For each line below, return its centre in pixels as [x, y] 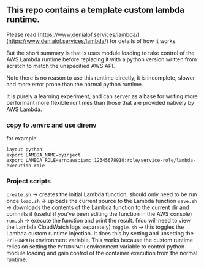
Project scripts [28, 182]
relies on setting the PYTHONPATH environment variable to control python [96, 247]
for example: [22, 139]
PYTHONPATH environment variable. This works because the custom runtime [100, 240]
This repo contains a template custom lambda [96, 10]
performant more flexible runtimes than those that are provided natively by [100, 102]
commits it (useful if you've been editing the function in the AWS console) [99, 214]
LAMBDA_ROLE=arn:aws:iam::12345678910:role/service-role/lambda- [111, 161]
